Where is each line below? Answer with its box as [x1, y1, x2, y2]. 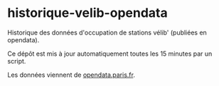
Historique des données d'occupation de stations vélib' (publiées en [7, 28, 208, 37]
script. [7, 56, 26, 65]
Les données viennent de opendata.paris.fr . [7, 70, 135, 79]
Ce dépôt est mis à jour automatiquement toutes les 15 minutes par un [7, 49, 213, 58]
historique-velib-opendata [7, 5, 169, 21]
